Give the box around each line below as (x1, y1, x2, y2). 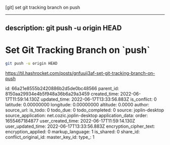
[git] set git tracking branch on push (5, 5, 80, 10)
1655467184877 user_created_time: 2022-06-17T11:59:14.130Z (5, 118, 136, 124)
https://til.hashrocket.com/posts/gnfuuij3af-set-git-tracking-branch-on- (5, 70, 155, 76)
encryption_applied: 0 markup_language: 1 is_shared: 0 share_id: (5, 129, 140, 135)
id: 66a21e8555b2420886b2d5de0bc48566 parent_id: (5, 85, 119, 92)
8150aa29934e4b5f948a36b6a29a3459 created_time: (5, 91, 119, 97)
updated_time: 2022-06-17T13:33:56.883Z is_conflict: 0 (40, 96, 157, 102)
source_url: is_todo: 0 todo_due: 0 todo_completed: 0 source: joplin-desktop (5, 107, 164, 113)
